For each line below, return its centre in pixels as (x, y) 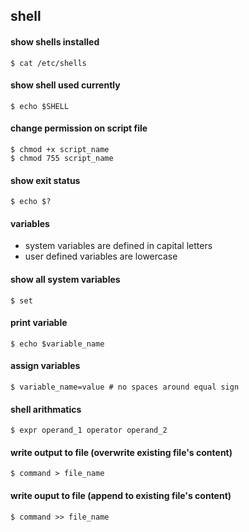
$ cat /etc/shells (48, 63)
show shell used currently (65, 85)
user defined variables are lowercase (101, 256)
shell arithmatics (46, 409)
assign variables (45, 366)
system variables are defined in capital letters (118, 246)
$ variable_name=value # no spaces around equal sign (125, 387)
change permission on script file (79, 128)
